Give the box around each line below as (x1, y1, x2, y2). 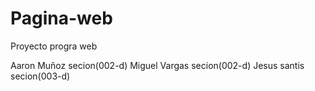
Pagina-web (10, 7, 113, 30)
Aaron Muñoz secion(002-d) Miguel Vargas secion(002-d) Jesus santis (10, 59, 305, 71)
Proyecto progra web (10, 40, 98, 52)
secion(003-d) (10, 70, 71, 82)
